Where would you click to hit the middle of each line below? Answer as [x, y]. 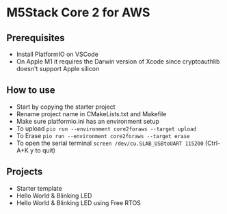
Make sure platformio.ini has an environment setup [88, 121]
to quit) [45, 150]
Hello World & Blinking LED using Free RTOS [79, 202]
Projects [25, 172]
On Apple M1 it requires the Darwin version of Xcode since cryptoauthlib [118, 62]
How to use [31, 90]
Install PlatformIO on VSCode [57, 54]
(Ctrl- [213, 143]
